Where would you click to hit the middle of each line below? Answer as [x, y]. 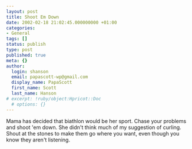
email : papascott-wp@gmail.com [50, 77]
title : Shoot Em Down [33, 17]
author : [16, 66]
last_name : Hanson [34, 93]
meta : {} [17, 60]
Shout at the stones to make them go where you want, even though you [93, 133]
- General [18, 33]
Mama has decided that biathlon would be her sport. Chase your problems [96, 121]
